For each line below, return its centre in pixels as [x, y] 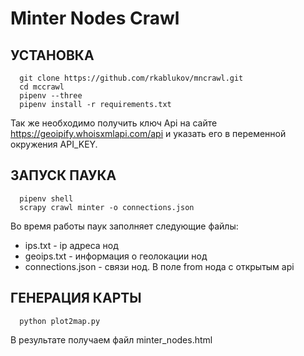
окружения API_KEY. [54, 144]
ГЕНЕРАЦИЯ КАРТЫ [76, 298]
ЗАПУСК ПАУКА [63, 175]
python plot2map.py [60, 321]
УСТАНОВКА [52, 55]
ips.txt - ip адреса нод [71, 245]
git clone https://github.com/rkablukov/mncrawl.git [131, 78]
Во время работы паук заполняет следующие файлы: [124, 226]
